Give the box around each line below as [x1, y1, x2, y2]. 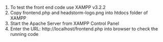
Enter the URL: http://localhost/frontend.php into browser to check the [10, 26, 158, 32]
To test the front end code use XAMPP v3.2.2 [10, 5, 106, 10]
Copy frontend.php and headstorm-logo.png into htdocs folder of [10, 10, 148, 16]
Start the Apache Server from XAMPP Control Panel [10, 20, 119, 26]
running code [10, 31, 39, 37]
